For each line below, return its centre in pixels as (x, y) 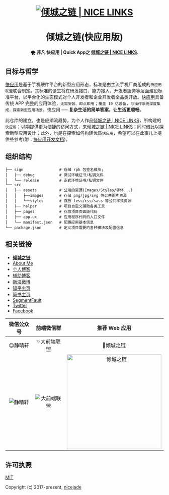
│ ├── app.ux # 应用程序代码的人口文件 (55, 217)
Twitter (20, 305)
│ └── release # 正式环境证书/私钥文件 (55, 180)
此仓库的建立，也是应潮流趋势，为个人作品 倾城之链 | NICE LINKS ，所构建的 (83, 120)
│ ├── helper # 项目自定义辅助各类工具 (55, 206)
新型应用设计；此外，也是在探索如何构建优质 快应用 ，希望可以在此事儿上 (83, 133)
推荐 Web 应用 (114, 328)
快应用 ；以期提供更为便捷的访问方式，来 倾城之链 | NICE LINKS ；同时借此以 (82, 127)
